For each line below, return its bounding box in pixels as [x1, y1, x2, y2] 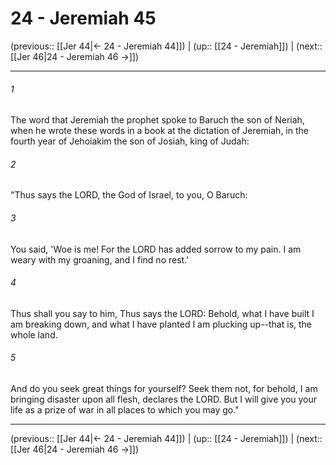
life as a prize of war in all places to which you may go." [10, 403, 240, 416]
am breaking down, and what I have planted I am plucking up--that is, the [10, 318, 313, 330]
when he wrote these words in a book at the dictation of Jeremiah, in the [10, 125, 309, 137]
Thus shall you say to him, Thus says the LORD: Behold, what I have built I [10, 307, 315, 319]
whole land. [10, 328, 58, 341]
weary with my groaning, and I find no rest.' [10, 253, 190, 266]
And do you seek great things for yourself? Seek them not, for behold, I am [10, 382, 318, 394]
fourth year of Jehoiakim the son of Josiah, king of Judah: [10, 135, 250, 147]
